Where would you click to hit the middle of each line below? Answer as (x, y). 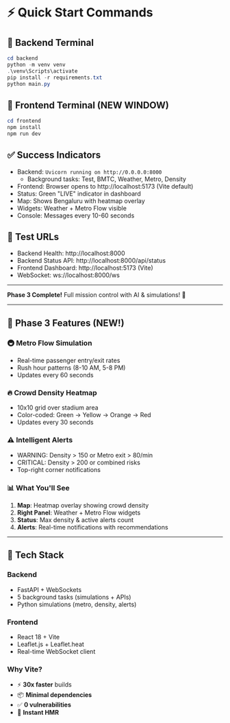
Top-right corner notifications (59, 469)
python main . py (29, 84)
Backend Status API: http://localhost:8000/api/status (91, 261)
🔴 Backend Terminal (51, 42)
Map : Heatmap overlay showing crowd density (83, 506)
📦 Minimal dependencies (54, 695)
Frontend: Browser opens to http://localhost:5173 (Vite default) (105, 186)
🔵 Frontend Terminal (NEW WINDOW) (88, 105)
